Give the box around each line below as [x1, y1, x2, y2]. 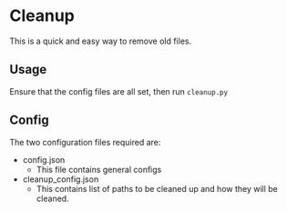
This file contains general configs [36, 164, 162, 175]
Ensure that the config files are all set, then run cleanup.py [9, 85, 229, 96]
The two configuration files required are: [9, 136, 161, 147]
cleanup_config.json [22, 174, 99, 185]
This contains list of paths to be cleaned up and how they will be [36, 183, 278, 194]
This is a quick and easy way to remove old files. [9, 35, 192, 46]
